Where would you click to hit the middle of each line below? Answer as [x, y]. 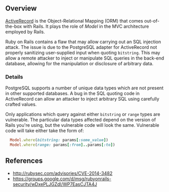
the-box [14, 26]
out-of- [152, 21]
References [24, 161]
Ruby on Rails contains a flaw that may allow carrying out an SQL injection [83, 42]
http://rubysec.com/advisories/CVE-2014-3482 [63, 173]
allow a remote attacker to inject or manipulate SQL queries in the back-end [85, 58]
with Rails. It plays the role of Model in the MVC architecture [86, 26]
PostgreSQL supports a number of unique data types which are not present [84, 88]
